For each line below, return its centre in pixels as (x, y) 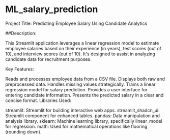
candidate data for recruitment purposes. (48, 59)
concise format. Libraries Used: (38, 100)
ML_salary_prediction (52, 9)
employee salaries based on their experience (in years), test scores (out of (83, 48)
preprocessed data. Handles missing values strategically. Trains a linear (81, 84)
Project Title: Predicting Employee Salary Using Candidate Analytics (76, 23)
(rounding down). (23, 132)
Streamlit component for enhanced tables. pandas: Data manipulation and (83, 116)
